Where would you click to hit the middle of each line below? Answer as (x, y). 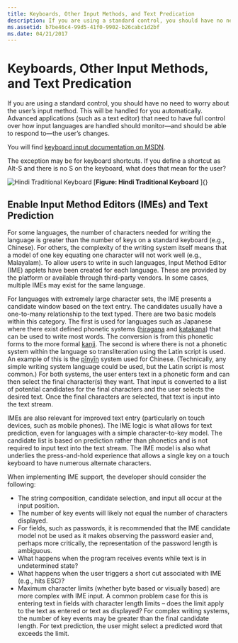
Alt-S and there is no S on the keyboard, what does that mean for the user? (117, 169)
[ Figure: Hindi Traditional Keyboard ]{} (151, 182)
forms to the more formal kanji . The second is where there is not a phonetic (117, 344)
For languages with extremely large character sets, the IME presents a (109, 299)
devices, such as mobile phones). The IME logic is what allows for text (110, 425)
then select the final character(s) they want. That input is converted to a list (117, 382)
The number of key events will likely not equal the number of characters (123, 513)
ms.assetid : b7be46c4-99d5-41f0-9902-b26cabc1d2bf (84, 27)
